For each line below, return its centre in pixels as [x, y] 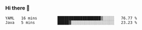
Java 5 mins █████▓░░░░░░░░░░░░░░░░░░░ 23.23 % [71, 23]
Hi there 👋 [18, 8]
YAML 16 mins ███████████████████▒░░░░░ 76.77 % [71, 18]
